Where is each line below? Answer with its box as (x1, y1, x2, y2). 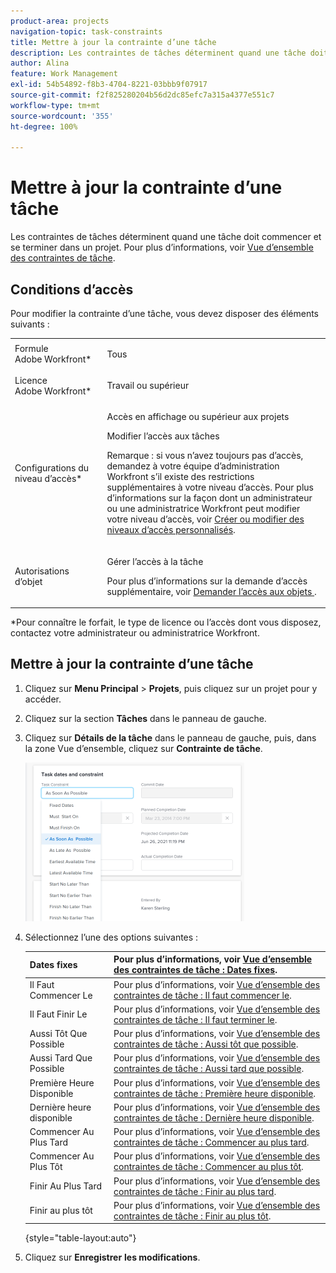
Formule (14, 343, 49, 355)
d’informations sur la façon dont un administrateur (106, 492, 313, 504)
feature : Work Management (10, 69, 118, 79)
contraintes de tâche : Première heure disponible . (113, 1087, 317, 1099)
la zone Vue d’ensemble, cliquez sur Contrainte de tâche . (24, 742, 263, 754)
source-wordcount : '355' (10, 111, 114, 121)
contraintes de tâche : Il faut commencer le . (113, 989, 292, 1001)
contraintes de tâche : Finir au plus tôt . (113, 1210, 272, 1222)
